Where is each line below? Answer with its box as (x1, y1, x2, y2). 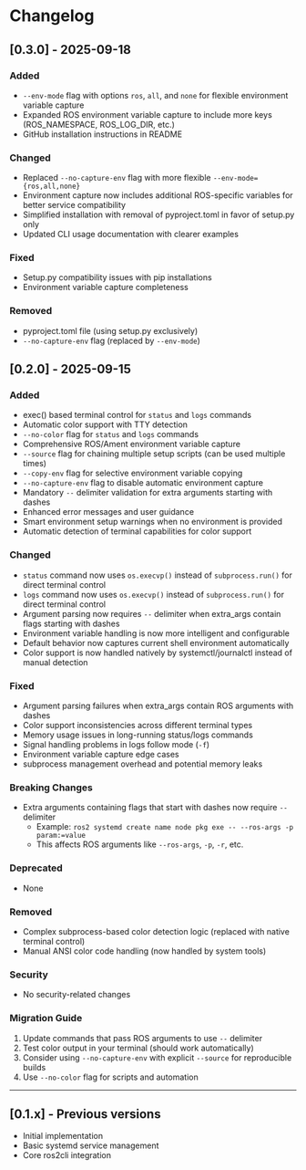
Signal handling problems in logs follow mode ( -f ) (22, 739, 210, 750)
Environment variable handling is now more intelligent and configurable (22, 627, 290, 639)
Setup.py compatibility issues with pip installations (22, 272, 212, 283)
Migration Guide (9, 1012, 83, 1025)
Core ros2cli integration (22, 1150, 112, 1161)
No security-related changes (22, 989, 131, 1000)
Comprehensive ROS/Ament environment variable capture (22, 439, 241, 450)
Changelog (9, 5, 95, 26)
